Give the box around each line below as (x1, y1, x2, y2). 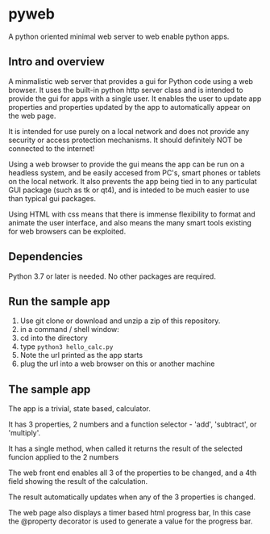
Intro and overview (8, 55, 105, 69)
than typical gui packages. (8, 193, 97, 203)
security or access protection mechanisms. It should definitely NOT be (8, 135, 243, 145)
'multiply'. (8, 428, 41, 438)
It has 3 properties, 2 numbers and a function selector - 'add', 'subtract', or (8, 419, 257, 429)
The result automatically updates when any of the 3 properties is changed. (8, 492, 256, 502)
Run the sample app (8, 294, 110, 308)
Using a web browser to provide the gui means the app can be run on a (8, 159, 245, 169)
